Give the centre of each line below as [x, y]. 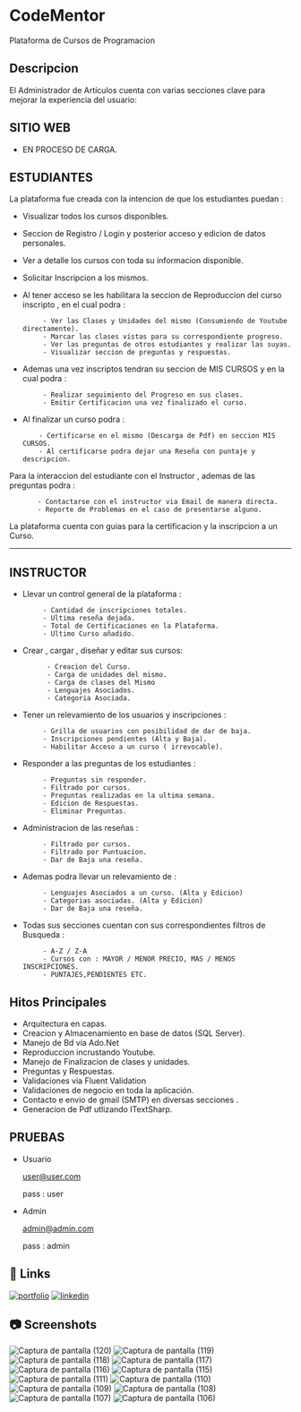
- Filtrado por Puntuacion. [95, 852]
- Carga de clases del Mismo [101, 683]
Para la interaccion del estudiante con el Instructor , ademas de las [132, 476]
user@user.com [52, 1176]
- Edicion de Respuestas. [91, 804]
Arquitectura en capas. [64, 1023]
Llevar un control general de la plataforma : [102, 594]
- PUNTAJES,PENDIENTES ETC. [95, 975]
